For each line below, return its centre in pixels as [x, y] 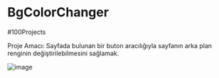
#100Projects [27, 32]
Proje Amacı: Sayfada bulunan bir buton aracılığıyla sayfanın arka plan [109, 45]
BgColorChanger [58, 12]
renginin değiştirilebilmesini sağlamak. [63, 53]
